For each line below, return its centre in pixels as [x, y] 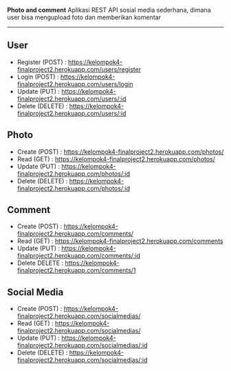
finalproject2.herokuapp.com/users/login [75, 84]
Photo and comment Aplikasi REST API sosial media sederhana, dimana [109, 10]
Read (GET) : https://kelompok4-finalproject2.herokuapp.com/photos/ [116, 159]
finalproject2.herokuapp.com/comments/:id [79, 256]
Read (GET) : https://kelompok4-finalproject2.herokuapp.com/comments [120, 241]
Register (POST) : [42, 62]
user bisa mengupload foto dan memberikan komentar [84, 17]
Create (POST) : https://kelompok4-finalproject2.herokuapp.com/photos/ [120, 152]
